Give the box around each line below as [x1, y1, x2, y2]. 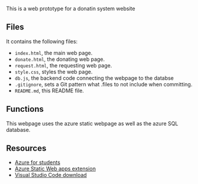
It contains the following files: [6, 38, 78, 45]
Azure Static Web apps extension [14, 165, 96, 172]
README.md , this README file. [14, 87, 85, 94]
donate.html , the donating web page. [14, 56, 105, 63]
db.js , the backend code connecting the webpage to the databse [14, 74, 174, 82]
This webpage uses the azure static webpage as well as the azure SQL [6, 120, 178, 127]
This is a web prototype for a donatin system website [6, 5, 135, 12]
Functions [6, 104, 44, 114]
